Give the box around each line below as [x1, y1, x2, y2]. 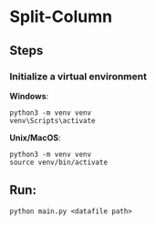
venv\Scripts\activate [9, 116, 96, 125]
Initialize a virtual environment [9, 70, 148, 83]
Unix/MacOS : [9, 132, 61, 143]
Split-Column [9, 6, 112, 27]
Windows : [9, 90, 49, 101]
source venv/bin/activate [9, 158, 108, 167]
